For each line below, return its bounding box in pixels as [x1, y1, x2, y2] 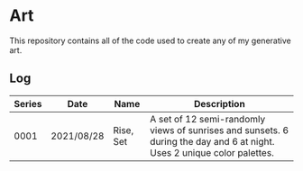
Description [193, 97, 245, 110]
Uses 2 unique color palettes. [150, 146, 275, 158]
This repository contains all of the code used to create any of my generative [9, 35, 291, 46]
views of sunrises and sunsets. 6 [150, 123, 289, 136]
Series [14, 97, 42, 110]
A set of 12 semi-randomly [150, 112, 266, 125]
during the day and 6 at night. [150, 135, 275, 148]
